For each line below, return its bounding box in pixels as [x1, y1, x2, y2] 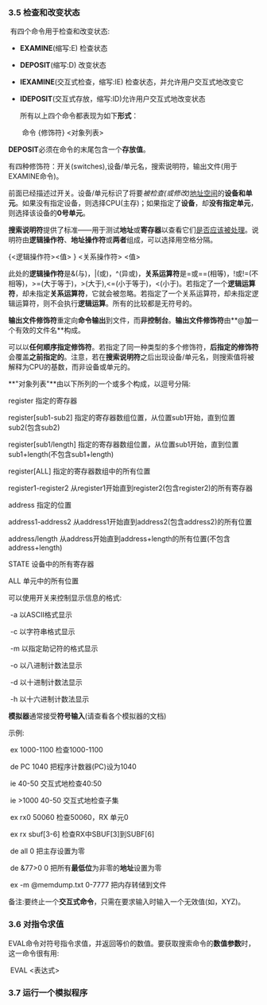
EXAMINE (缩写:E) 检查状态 [19, 44, 108, 53]
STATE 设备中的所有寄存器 [8, 559, 95, 569]
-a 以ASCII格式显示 [10, 610, 73, 620]
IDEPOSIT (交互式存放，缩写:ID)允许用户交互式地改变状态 [19, 94, 206, 104]
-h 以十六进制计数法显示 [10, 694, 90, 704]
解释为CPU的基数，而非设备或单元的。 [8, 362, 135, 372]
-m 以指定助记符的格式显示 [10, 644, 99, 653]
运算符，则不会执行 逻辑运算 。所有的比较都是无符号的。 [14, 299, 196, 308]
